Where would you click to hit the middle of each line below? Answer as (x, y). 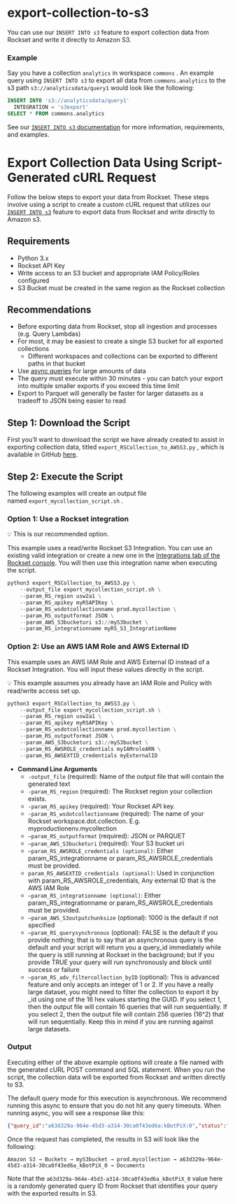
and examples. (28, 134)
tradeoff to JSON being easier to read (72, 401)
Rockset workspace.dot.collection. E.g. (84, 821)
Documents (131, 1166)
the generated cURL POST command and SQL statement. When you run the (116, 1069)
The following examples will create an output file (77, 494)
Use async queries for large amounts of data (82, 371)
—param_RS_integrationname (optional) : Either (94, 895)
